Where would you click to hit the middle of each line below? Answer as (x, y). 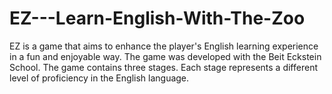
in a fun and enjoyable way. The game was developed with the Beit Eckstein (165, 56)
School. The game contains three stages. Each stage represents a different (163, 67)
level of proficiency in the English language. (99, 78)
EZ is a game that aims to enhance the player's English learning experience (164, 46)
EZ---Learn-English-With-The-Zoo (157, 18)
